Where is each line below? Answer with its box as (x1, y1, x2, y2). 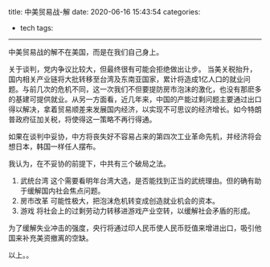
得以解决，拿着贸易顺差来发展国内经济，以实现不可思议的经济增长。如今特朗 (8, 105, 262, 114)
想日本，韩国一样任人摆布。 (8, 142, 100, 151)
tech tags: (19, 23, 54, 32)
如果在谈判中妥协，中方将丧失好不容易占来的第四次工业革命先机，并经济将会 (8, 132, 262, 141)
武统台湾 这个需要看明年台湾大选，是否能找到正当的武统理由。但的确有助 (19, 176, 262, 185)
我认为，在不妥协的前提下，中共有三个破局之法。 (8, 159, 170, 168)
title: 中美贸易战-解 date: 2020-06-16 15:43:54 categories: (8, 7, 201, 16)
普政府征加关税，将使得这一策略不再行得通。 (8, 115, 157, 124)
